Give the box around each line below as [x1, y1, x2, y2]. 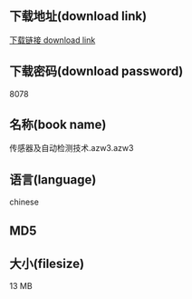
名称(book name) [9, 117, 107, 133]
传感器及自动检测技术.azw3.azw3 [9, 143, 134, 154]
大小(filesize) [9, 256, 84, 272]
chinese [9, 196, 39, 207]
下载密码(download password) [9, 64, 184, 79]
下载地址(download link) [9, 8, 148, 25]
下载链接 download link [9, 35, 96, 45]
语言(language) [9, 172, 97, 187]
